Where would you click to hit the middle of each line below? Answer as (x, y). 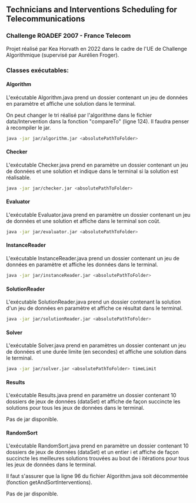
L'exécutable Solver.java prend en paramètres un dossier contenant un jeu (96, 345)
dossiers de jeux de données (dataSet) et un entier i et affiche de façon (93, 452)
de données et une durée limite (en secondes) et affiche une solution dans (96, 352)
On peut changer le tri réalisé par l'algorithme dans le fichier (79, 115)
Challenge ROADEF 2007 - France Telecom (69, 36)
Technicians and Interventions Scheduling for (92, 10)
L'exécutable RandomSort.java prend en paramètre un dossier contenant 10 (97, 446)
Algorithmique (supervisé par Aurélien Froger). (63, 55)
